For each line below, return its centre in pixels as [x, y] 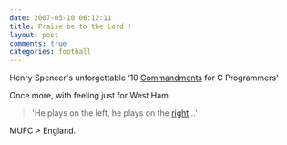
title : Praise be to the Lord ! [71, 26]
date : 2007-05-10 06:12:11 [61, 18]
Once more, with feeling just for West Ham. [90, 96]
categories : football [51, 52]
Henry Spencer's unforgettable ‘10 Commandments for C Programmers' [144, 78]
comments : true [38, 43]
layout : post [34, 35]
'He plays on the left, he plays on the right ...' [114, 113]
